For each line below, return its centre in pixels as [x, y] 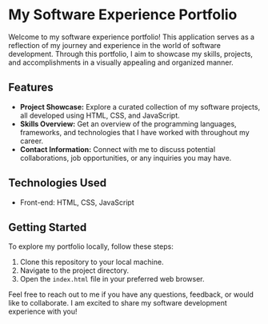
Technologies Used [57, 183]
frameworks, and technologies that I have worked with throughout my [134, 132]
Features [31, 88]
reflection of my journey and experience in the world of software [115, 45]
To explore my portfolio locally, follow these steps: [91, 246]
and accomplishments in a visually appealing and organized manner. [121, 62]
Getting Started [48, 227]
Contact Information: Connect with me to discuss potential [118, 149]
